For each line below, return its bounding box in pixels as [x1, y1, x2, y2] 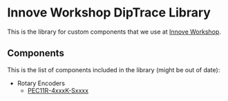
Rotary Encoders [17, 79, 66, 87]
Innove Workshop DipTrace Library [7, 5, 211, 21]
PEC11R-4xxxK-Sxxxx [27, 86, 88, 94]
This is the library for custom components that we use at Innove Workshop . [7, 27, 221, 36]
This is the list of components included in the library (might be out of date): [7, 65, 220, 74]
